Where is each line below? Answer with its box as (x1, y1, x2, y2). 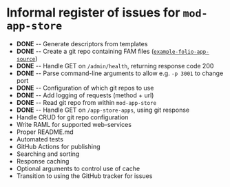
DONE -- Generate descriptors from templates (16, 39, 148, 48)
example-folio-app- (153, 48, 209, 55)
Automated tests (16, 135, 63, 143)
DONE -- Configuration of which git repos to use (16, 83, 154, 92)
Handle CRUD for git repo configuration (16, 112, 129, 121)
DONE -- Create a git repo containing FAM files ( (16, 47, 154, 55)
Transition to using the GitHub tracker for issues (16, 171, 153, 180)
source (16, 55, 36, 63)
